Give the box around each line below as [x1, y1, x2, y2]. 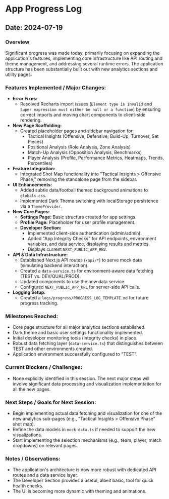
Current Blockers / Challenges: [5, 364, 83, 371]
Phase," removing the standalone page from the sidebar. [20, 176, 138, 182]
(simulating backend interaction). [20, 262, 89, 268]
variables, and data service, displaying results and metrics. [27, 241, 150, 247]
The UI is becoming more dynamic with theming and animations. [12, 488, 147, 494]
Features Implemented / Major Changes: [5, 84, 106, 91]
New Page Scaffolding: [12, 123, 62, 129]
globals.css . [20, 193, 47, 199]
